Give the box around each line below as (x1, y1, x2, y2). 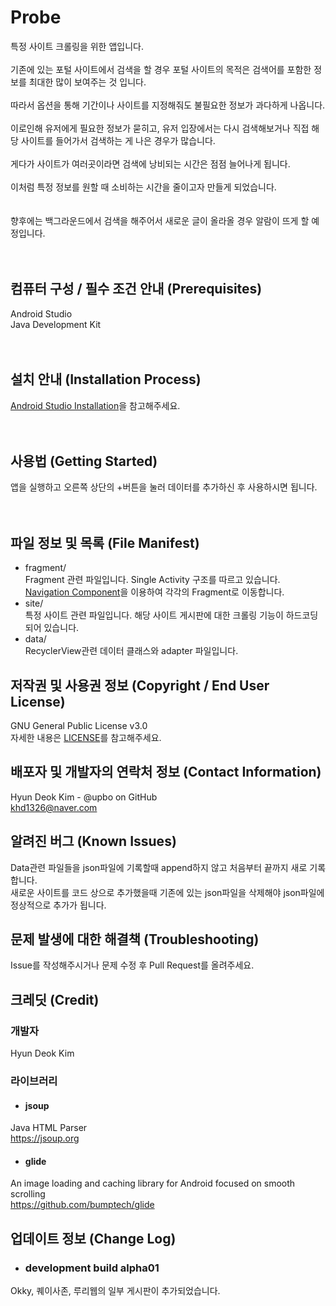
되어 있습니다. (24, 622, 80, 634)
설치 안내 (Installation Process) (10, 371, 202, 388)
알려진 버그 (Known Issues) (10, 833, 177, 850)
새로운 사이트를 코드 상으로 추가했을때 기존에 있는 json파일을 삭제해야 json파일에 (10, 886, 325, 898)
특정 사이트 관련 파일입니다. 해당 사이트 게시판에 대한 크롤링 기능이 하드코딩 (24, 609, 319, 621)
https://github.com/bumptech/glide (10, 1199, 155, 1211)
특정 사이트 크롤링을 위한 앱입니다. (10, 40, 144, 52)
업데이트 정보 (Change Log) (10, 1230, 177, 1247)
